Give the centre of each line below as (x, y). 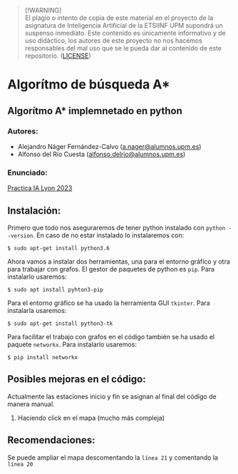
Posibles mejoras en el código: (77, 380)
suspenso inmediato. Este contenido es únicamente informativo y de (125, 33)
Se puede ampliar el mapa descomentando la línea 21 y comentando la (113, 457)
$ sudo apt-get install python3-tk (60, 324)
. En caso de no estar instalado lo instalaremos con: (109, 235)
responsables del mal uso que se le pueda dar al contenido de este (123, 48)
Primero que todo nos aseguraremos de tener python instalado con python (117, 227)
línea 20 (20, 464)
